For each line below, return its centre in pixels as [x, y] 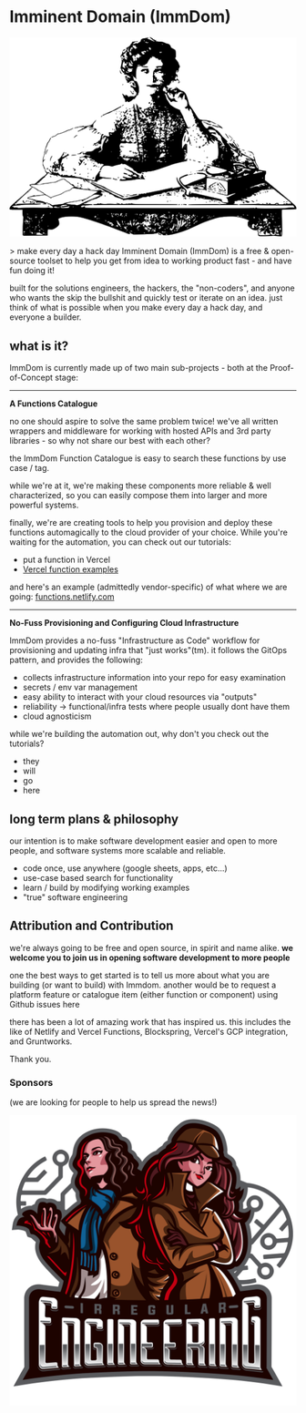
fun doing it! [32, 271]
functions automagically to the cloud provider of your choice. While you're [149, 532]
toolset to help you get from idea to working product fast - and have [165, 261]
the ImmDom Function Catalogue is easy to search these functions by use [148, 458]
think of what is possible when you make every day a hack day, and [136, 308]
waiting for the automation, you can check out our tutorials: [121, 542]
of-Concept [31, 378]
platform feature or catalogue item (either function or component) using [144, 994]
